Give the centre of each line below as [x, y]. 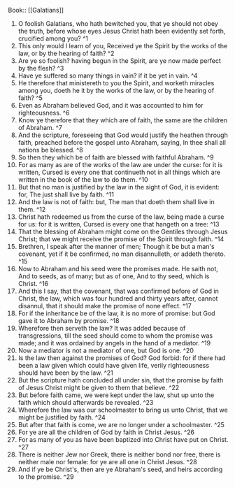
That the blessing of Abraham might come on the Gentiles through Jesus [123, 231]
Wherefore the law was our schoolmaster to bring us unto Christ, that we [123, 410]
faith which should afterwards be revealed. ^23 [86, 402]
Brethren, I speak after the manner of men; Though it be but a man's [116, 246]
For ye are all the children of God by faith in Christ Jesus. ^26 [106, 432]
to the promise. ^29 [46, 477]
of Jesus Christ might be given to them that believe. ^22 [99, 388]
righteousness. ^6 [44, 113]
